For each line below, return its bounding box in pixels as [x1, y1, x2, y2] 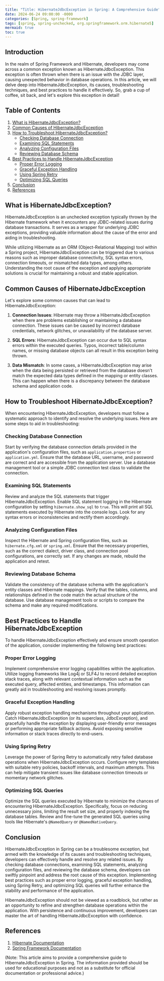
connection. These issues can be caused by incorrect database [12, 322, 141, 328]
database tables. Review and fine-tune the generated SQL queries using [5, 814, 150, 820]
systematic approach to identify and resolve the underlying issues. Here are [5, 415, 158, 421]
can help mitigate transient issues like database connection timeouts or [5, 769, 148, 776]
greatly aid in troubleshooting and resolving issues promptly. [5, 686, 127, 692]
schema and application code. [12, 383, 73, 389]
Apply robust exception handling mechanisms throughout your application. [5, 710, 155, 716]
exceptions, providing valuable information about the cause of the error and [5, 229, 157, 235]
